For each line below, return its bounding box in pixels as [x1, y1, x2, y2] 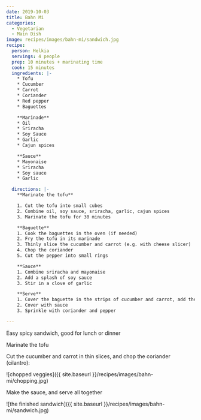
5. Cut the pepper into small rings [17, 253, 109, 259]
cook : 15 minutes [11, 64, 55, 71]
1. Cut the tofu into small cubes [17, 203, 103, 209]
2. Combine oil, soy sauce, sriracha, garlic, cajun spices [17, 208, 170, 214]
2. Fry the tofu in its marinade [17, 236, 100, 242]
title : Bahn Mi [6, 14, 44, 20]
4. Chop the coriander [17, 247, 74, 253]
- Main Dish [11, 31, 42, 37]
